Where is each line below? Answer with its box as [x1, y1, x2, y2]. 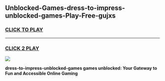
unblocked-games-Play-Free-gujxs [5, 12, 116, 20]
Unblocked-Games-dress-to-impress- [5, 4, 125, 12]
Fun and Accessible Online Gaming [5, 70, 78, 76]
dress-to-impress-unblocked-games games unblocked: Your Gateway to [5, 65, 157, 71]
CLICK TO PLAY [5, 27, 43, 33]
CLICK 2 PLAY [5, 45, 39, 52]
